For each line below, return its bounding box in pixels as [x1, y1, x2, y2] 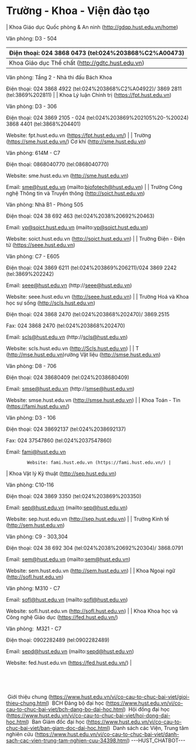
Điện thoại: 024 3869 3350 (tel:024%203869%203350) [6, 492, 142, 499]
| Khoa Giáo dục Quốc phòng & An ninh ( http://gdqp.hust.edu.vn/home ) [6, 23, 178, 31]
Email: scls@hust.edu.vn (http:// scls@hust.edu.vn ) [6, 333, 128, 340]
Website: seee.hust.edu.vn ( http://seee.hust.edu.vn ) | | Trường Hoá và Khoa [6, 293, 189, 300]
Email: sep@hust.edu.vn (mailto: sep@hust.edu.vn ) [6, 504, 128, 511]
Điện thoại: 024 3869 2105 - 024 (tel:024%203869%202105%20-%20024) [6, 114, 189, 121]
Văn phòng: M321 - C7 [6, 625, 62, 632]
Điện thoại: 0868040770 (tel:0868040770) [6, 160, 109, 168]
